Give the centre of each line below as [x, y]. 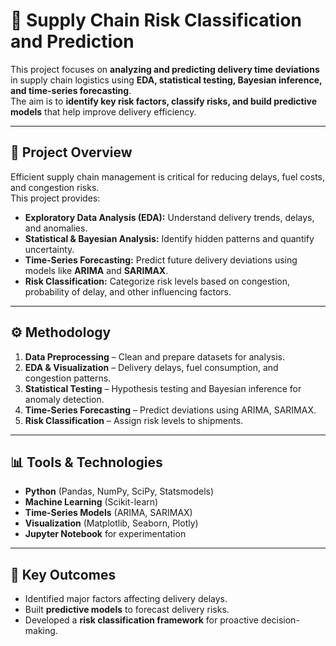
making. [41, 631]
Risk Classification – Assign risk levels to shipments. [134, 420]
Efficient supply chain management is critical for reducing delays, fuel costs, [168, 176]
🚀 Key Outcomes [63, 574]
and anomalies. [56, 228]
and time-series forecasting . [71, 90]
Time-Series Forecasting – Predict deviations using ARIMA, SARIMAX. [170, 410]
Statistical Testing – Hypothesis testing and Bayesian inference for [163, 388]
